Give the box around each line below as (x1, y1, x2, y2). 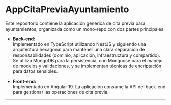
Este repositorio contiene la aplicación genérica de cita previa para (5, 20, 146, 27)
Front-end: (12, 78, 37, 84)
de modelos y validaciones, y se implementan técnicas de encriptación (12, 63, 162, 69)
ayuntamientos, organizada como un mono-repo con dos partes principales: (5, 25, 165, 32)
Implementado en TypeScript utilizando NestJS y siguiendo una (12, 41, 147, 47)
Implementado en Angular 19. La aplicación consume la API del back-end (12, 83, 166, 90)
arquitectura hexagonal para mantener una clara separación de (12, 46, 145, 52)
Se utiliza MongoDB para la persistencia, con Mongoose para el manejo (12, 57, 163, 63)
